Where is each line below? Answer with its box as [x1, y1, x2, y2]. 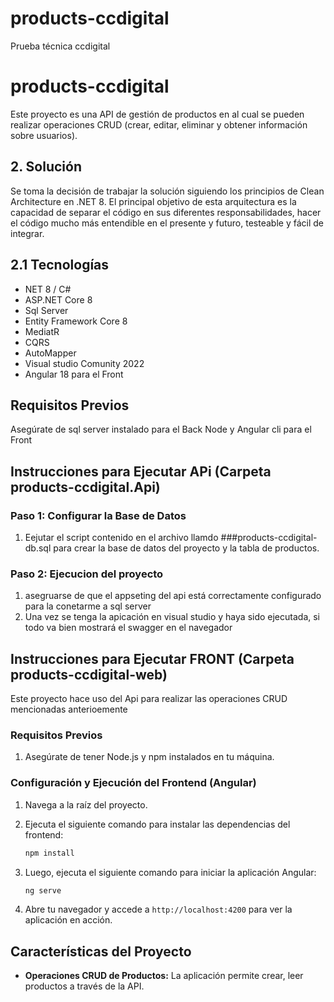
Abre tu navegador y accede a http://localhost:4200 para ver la [24, 903, 293, 916]
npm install [24, 848, 75, 858]
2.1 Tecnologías [10, 257, 110, 274]
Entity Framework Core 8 [24, 315, 128, 327]
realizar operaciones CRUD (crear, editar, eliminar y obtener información [10, 118, 308, 131]
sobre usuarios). [10, 129, 78, 141]
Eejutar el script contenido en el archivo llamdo [24, 532, 219, 543]
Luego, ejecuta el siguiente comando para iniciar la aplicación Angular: [24, 866, 317, 878]
